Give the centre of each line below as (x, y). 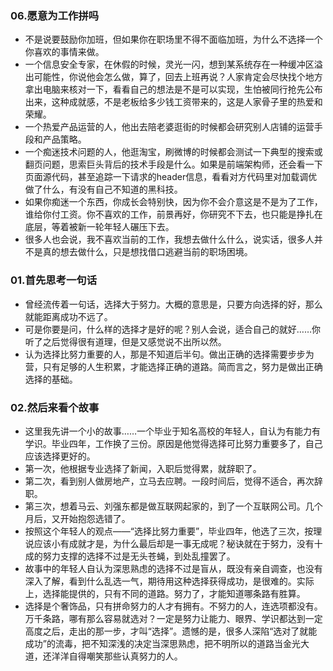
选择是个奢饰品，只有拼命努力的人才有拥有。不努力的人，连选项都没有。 (173, 606)
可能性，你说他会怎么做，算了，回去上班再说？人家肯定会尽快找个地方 (178, 77)
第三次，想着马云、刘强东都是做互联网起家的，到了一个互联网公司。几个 (173, 506)
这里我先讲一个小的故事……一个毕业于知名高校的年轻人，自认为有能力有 (172, 431)
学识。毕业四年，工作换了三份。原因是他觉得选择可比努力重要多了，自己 (173, 443)
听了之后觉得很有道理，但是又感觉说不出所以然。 (125, 341)
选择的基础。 (51, 379)
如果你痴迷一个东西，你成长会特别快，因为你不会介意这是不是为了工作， (173, 202)
